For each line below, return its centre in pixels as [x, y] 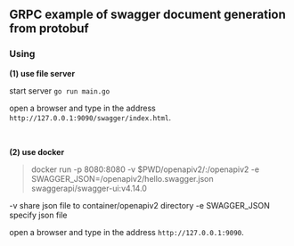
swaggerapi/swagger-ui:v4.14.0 [89, 188]
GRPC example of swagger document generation [148, 15]
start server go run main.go [60, 90]
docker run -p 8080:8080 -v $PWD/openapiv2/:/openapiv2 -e [145, 169]
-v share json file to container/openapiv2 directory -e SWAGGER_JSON [139, 205]
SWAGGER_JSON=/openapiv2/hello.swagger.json [122, 178]
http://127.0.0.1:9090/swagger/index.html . [90, 117]
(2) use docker [37, 152]
